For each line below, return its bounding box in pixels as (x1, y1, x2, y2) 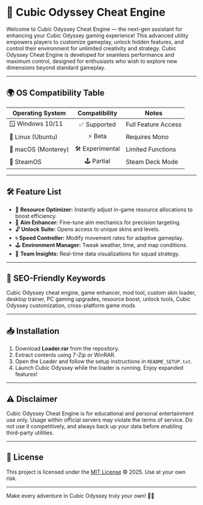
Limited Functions (126, 145, 176, 153)
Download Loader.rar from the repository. (14, 345, 120, 352)
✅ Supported (79, 120, 116, 129)
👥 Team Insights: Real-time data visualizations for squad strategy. (14, 250, 180, 257)
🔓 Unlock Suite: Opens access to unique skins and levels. (14, 225, 160, 233)
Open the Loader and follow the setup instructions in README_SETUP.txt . (14, 358, 192, 365)
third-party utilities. (6, 429, 54, 436)
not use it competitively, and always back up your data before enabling (6, 423, 182, 429)
